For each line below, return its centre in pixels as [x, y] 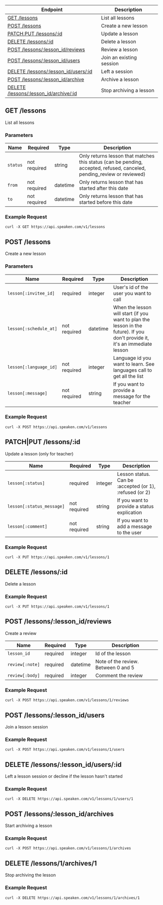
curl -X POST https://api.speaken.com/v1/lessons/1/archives [68, 848]
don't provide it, [131, 337]
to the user [130, 532]
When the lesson [132, 307]
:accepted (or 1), [136, 486]
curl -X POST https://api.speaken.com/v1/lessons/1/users [65, 750]
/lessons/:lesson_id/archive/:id [42, 93]
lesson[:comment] [27, 526]
